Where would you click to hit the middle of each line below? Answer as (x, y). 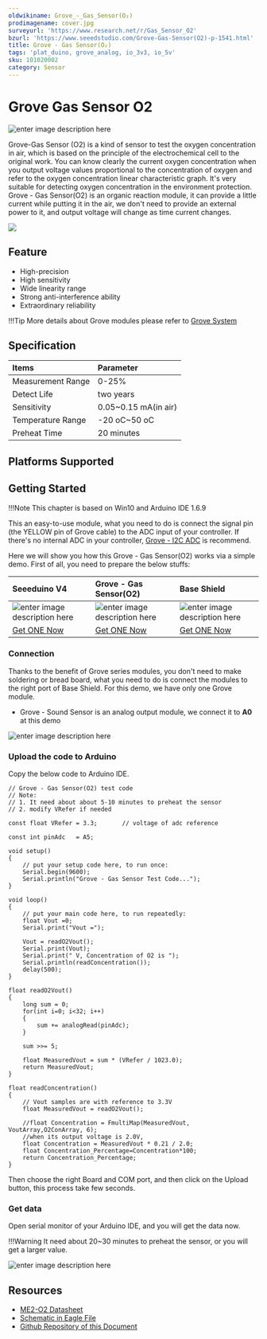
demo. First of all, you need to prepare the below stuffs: (99, 564)
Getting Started (47, 489)
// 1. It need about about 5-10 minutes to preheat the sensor (115, 803)
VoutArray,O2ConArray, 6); (53, 1130)
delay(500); (42, 970)
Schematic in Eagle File (58, 1318)
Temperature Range (49, 421)
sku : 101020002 (33, 61)
